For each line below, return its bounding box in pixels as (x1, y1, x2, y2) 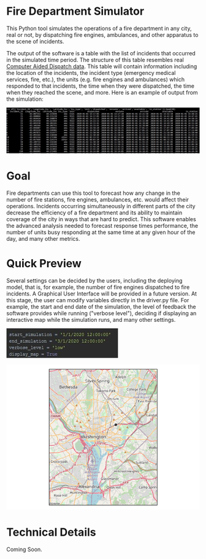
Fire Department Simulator (6, 4, 145, 18)
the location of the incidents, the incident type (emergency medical (6, 69, 176, 76)
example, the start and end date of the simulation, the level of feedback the (6, 303, 196, 310)
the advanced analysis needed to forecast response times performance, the (6, 222, 198, 229)
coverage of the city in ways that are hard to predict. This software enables (6, 215, 196, 222)
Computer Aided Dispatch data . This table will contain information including (6, 63, 197, 70)
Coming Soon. (6, 545, 43, 553)
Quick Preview (6, 257, 82, 271)
